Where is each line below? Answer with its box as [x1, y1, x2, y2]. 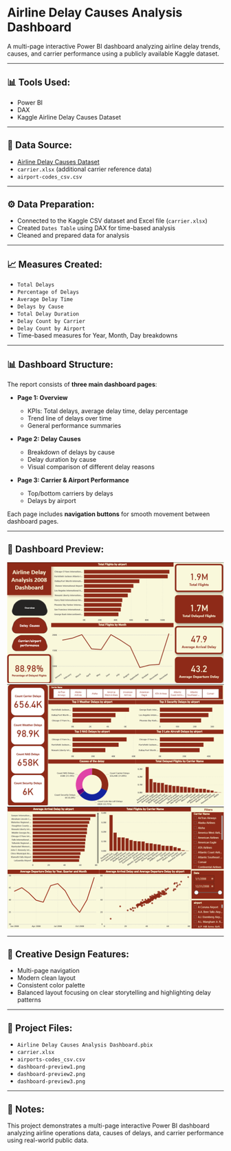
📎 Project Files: [7, 1022, 73, 1033]
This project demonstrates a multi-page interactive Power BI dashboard [7, 1121, 210, 1130]
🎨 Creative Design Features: [7, 948, 129, 960]
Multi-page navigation [16, 967, 80, 975]
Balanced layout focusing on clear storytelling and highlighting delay [16, 988, 211, 997]
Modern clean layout [16, 974, 76, 982]
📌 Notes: [7, 1103, 45, 1115]
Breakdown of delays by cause [27, 448, 115, 456]
